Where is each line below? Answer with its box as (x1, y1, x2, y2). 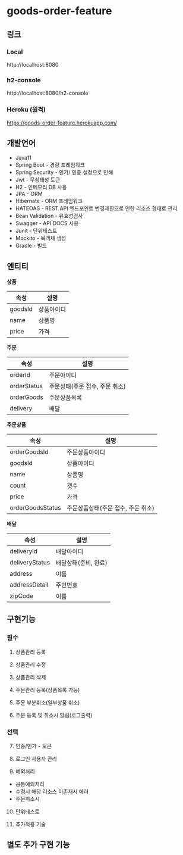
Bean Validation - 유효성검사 (15, 213, 83, 220)
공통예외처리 (15, 781, 45, 788)
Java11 (15, 154, 31, 161)
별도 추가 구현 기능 (7, 840, 70, 850)
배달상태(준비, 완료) (55, 558, 108, 567)
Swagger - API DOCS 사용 (15, 220, 79, 227)
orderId (10, 371, 30, 379)
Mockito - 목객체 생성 (15, 235, 67, 242)
